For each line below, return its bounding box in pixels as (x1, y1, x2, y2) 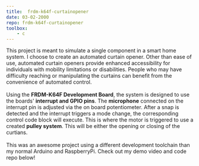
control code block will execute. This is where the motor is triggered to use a (6, 116, 194, 123)
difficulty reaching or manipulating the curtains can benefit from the (6, 72, 172, 79)
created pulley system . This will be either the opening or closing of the (6, 123, 180, 130)
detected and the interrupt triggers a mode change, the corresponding (6, 110, 179, 117)
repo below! (6, 154, 36, 161)
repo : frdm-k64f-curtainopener (6, 20, 84, 25)
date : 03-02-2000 (6, 14, 49, 20)
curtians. (6, 129, 28, 136)
